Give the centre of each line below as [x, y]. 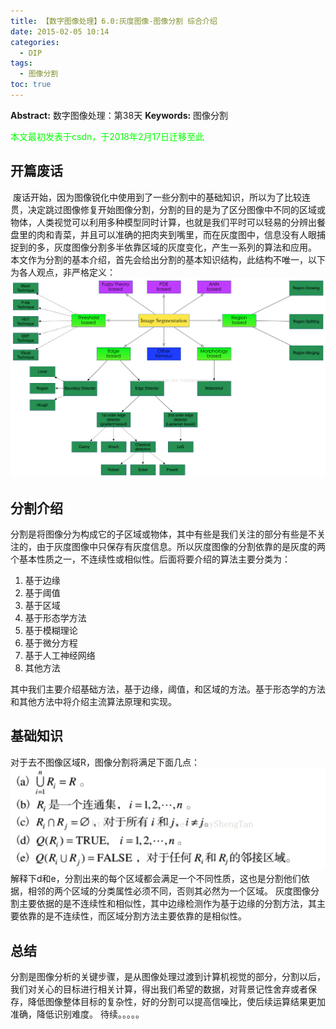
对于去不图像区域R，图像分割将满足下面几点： [105, 762]
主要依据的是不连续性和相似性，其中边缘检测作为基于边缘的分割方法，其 [167, 904]
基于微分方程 [51, 642]
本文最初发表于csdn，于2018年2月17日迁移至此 [107, 136]
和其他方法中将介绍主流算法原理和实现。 [93, 701]
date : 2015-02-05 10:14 [60, 31]
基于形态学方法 [55, 617]
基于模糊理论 [51, 630]
